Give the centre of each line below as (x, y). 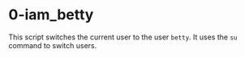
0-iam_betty (51, 15)
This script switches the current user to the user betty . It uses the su (123, 37)
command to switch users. (53, 45)
